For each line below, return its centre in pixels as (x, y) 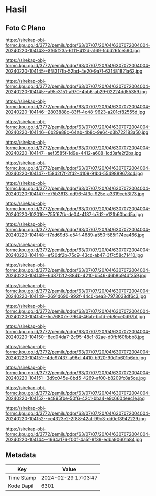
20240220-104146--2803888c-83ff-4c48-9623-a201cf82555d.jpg (75, 112)
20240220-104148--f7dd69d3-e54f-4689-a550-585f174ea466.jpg (75, 235)
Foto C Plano (25, 28)
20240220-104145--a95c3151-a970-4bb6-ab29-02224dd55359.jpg (76, 91)
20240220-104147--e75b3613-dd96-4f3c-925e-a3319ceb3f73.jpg (75, 194)
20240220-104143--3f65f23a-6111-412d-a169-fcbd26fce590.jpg (72, 51)
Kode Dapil (21, 486)
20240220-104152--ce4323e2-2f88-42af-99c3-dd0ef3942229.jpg (76, 419)
